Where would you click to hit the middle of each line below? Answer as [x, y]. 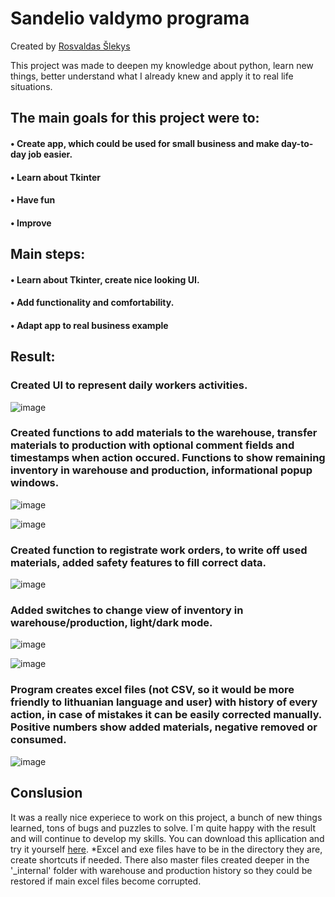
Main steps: [48, 254]
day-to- [297, 143]
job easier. [50, 154]
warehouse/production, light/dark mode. [111, 623]
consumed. [38, 740]
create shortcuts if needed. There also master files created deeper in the [160, 859]
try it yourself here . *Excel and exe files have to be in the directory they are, [166, 849]
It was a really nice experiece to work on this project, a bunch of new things [166, 817]
